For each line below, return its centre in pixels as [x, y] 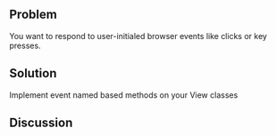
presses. [25, 45]
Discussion [41, 123]
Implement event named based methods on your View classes [124, 95]
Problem [33, 15]
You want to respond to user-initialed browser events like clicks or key [138, 36]
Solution [33, 73]
